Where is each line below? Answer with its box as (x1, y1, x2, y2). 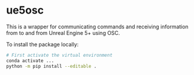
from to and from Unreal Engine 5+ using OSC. (6, 29, 120, 36)
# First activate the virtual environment (6, 52, 113, 58)
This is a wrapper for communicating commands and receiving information (6, 23, 189, 30)
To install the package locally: (6, 41, 79, 48)
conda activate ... (6, 57, 55, 64)
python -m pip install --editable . (6, 63, 97, 69)
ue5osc (6, 4, 44, 17)
